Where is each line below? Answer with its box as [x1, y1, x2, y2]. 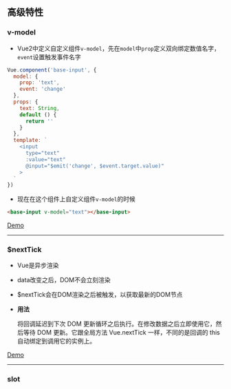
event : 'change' [19, 85, 67, 93]
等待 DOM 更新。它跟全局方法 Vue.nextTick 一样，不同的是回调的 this [23, 328, 220, 337]
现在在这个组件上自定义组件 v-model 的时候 [16, 195, 135, 203]
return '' [25, 118, 54, 125]
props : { [13, 98, 38, 105]
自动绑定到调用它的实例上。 [16, 337, 96, 346]
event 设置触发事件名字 [16, 52, 81, 61]
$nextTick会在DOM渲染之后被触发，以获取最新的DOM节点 [16, 291, 183, 299]
